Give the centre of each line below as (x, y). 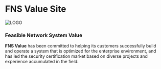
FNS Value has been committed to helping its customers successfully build (81, 46)
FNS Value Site (36, 9)
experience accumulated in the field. (42, 62)
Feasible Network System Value (44, 35)
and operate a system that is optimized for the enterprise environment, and (81, 51)
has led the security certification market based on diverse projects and (76, 56)
